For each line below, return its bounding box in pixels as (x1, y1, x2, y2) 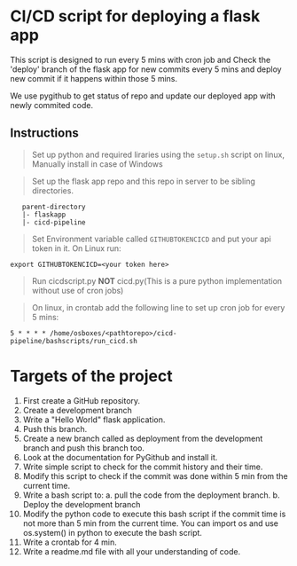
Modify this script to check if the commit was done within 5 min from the (22, 470, 288, 481)
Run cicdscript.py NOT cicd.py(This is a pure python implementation (31, 275, 283, 286)
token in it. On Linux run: (31, 242, 122, 254)
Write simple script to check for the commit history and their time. (22, 461, 263, 472)
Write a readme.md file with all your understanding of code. (22, 546, 241, 556)
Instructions (10, 126, 79, 141)
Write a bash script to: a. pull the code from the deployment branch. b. (22, 490, 280, 500)
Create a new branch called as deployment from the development (22, 433, 263, 444)
